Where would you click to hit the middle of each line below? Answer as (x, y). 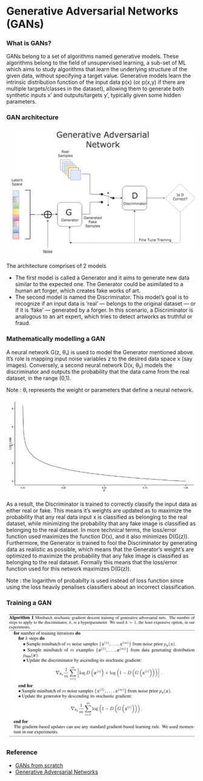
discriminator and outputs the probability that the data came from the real (98, 371)
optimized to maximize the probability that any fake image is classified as (98, 556)
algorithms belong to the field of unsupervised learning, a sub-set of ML (96, 63)
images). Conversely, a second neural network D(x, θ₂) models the (89, 365)
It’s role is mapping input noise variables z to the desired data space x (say (99, 359)
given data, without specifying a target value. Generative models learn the (98, 76)
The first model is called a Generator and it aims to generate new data (102, 278)
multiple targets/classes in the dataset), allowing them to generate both (95, 89)
